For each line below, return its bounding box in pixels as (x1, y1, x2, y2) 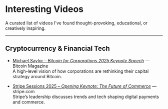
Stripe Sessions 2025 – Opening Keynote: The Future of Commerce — (12, 83, 156, 89)
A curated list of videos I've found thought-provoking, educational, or (5, 20, 148, 26)
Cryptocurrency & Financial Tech (5, 44, 110, 53)
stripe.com (12, 88, 35, 94)
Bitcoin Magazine (12, 63, 48, 69)
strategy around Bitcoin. (12, 73, 62, 79)
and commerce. (12, 99, 45, 105)
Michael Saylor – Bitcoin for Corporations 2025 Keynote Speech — (12, 57, 150, 63)
